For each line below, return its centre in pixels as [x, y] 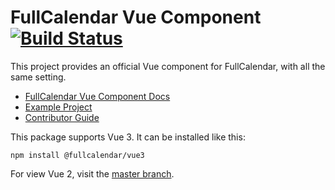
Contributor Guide [62, 117]
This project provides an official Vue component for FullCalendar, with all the [168, 66]
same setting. [38, 77]
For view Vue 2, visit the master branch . [92, 173]
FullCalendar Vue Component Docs [97, 96]
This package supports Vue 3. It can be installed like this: [128, 137]
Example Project [58, 107]
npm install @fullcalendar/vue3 [77, 155]
